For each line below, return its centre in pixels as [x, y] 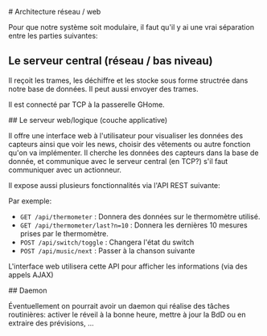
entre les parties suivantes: [53, 36]
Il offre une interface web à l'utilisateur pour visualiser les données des [126, 135]
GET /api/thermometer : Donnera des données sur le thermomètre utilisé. [140, 216]
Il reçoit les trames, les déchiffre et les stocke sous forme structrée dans [128, 80]
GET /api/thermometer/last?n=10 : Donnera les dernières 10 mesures [133, 225]
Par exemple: [30, 201]
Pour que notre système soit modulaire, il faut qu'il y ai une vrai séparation [131, 27]
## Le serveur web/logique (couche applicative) [88, 120]
